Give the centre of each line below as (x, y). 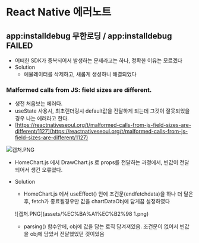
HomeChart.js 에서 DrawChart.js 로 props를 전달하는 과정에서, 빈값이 (96, 162)
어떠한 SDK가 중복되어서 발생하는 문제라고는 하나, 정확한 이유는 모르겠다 (99, 60)
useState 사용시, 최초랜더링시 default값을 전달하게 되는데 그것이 (89, 111)
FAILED (20, 45)
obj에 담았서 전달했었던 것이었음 (67, 234)
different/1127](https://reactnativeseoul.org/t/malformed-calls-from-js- (101, 132)
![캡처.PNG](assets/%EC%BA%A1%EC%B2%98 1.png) (82, 214)
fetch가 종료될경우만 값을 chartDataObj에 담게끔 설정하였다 (101, 202)
